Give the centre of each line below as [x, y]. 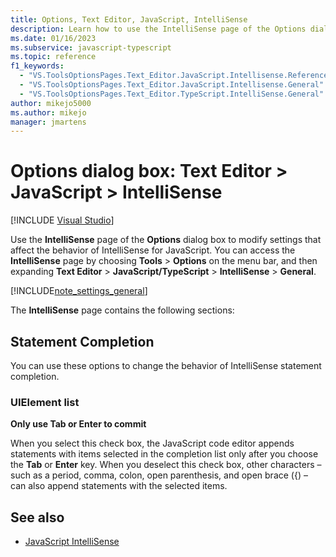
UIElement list [45, 402]
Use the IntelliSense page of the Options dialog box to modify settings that [166, 240]
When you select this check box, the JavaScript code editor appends [152, 443]
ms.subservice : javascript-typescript [91, 47]
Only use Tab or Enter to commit [78, 424]
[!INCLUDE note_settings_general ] [79, 291]
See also [37, 517]
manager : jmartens [48, 122]
